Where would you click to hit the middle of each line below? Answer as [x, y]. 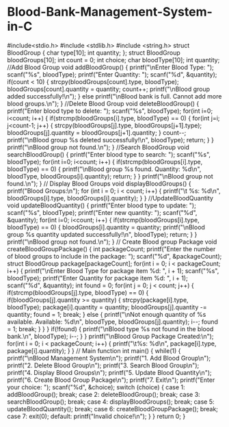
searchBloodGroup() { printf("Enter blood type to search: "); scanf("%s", [109, 154]
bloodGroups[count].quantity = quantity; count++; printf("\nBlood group [109, 89]
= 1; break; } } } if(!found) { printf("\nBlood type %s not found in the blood [110, 328]
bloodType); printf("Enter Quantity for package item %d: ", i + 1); [97, 278]
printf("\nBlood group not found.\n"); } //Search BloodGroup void [98, 147]
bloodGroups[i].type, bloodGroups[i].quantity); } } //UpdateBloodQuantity [110, 198]
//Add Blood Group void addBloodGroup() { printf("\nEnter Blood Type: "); [110, 67]
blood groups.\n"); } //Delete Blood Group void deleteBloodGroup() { [103, 103]
